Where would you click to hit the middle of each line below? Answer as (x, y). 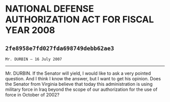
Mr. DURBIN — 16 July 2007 (34, 59)
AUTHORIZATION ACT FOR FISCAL (80, 19)
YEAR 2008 (30, 30)
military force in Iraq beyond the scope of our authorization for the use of (81, 89)
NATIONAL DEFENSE (50, 9)
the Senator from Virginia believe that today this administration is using (79, 84)
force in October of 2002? (32, 95)
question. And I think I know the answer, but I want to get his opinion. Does (83, 79)
